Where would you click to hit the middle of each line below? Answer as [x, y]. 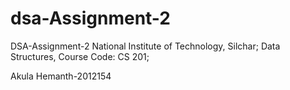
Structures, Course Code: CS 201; [80, 56]
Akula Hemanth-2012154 [61, 76]
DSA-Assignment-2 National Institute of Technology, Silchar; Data [145, 46]
